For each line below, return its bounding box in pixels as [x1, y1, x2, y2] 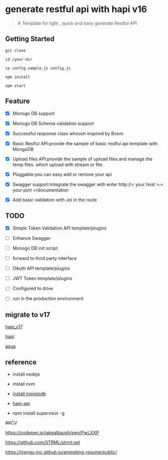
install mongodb [12, 391, 46, 397]
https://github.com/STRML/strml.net [5, 439, 80, 445]
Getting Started [5, 35, 55, 43]
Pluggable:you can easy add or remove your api [12, 171, 112, 177]
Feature [5, 97, 30, 106]
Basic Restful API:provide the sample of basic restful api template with [12, 140, 158, 146]
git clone [5, 48, 26, 53]
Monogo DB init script [12, 245, 58, 251]
